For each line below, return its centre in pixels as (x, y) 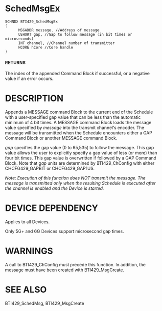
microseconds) (20, 39)
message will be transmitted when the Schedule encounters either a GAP (79, 133)
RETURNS (15, 62)
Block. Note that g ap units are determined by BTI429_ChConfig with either (80, 163)
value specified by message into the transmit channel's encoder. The (75, 128)
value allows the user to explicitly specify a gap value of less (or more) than (81, 153)
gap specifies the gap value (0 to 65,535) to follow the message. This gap (80, 148)
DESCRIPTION (34, 98)
